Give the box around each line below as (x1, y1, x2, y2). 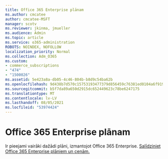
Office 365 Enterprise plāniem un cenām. (5, 148, 90, 154)
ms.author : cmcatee (5, 12, 46, 17)
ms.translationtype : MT (5, 91, 55, 96)
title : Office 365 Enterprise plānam (5, 7, 84, 12)
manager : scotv (5, 21, 37, 26)
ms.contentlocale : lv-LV (5, 95, 57, 100)
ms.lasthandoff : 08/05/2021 (5, 100, 64, 105)
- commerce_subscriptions (5, 63, 59, 68)
